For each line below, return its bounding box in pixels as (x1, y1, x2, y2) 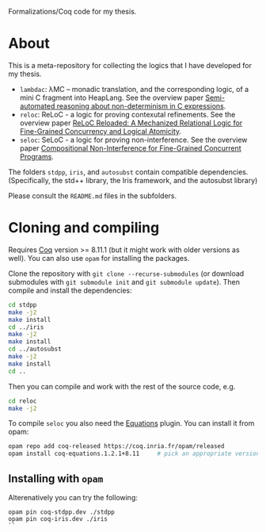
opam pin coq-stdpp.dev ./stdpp (8, 507, 115, 516)
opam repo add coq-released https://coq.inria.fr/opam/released (8, 442, 225, 450)
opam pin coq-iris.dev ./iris (8, 515, 108, 522)
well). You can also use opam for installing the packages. (8, 253, 190, 262)
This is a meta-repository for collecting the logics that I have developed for (8, 60, 252, 70)
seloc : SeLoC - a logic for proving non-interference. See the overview (19, 135, 248, 144)
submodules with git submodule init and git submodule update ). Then (8, 277, 240, 286)
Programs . (19, 151, 54, 161)
